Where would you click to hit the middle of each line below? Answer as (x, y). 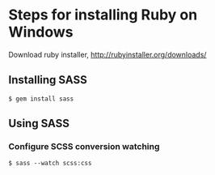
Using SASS (39, 124)
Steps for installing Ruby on (103, 15)
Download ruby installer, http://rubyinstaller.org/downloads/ (107, 54)
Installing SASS (48, 80)
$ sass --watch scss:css (50, 164)
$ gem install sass (41, 99)
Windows (41, 32)
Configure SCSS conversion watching (84, 147)
